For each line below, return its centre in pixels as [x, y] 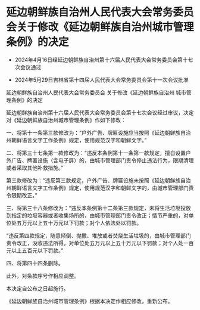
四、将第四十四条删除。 [35, 263]
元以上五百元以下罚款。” [35, 250]
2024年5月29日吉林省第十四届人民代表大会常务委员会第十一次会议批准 [102, 80]
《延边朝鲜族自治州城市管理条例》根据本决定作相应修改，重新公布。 [90, 301]
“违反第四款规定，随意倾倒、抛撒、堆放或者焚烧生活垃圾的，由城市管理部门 [99, 235]
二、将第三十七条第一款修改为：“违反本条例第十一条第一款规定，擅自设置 [96, 153]
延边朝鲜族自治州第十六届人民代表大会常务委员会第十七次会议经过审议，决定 [100, 112]
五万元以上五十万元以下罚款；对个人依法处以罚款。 [79, 223]
